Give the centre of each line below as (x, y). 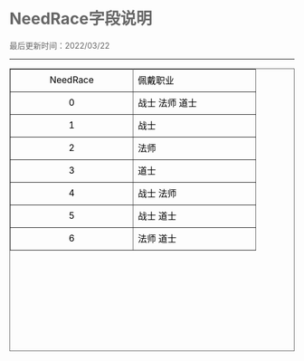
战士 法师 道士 (167, 103)
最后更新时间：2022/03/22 (60, 45)
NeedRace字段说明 (81, 19)
